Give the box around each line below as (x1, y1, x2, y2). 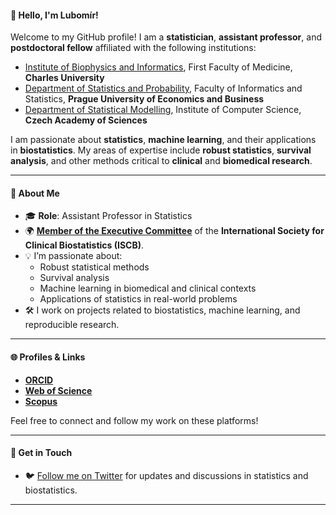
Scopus (24, 395, 58, 407)
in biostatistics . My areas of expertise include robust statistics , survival (10, 144, 312, 156)
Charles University (24, 72, 105, 84)
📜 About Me (10, 187, 60, 199)
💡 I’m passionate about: (24, 250, 123, 262)
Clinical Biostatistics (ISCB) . (24, 239, 145, 251)
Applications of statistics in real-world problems (39, 293, 238, 305)
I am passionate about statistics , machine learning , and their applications (10, 134, 317, 146)
